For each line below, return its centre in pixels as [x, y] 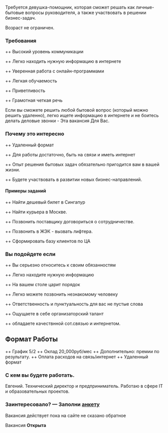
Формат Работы [32, 339]
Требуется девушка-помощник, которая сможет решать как [70, 7]
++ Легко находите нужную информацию [50, 275]
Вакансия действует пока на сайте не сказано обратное [66, 415]
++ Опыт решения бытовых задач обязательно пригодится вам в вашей [82, 164]
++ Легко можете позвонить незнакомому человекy [62, 294]
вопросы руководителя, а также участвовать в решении [86, 13]
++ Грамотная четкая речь [34, 101]
